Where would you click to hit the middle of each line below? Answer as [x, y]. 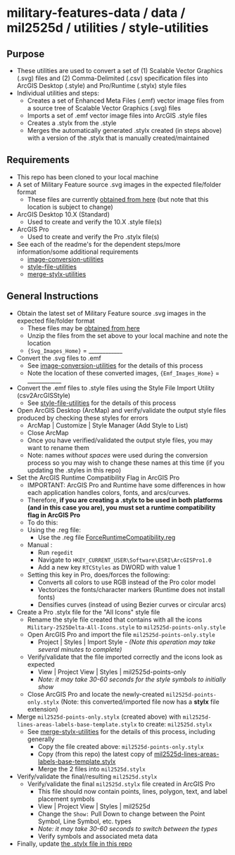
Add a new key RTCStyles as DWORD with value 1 [109, 567]
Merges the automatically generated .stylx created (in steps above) [125, 130]
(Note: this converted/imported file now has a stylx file [140, 702]
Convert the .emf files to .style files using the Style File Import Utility [116, 387]
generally [41, 739]
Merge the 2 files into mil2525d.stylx [91, 769]
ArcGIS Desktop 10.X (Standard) [63, 214]
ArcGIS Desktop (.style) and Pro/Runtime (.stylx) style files [102, 85]
